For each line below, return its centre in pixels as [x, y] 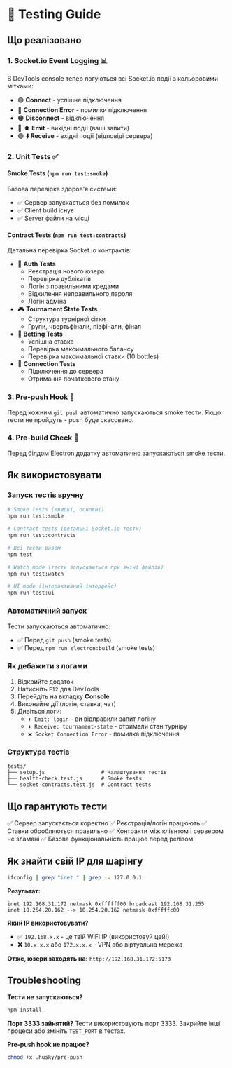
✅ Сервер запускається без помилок [73, 202]
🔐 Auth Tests [36, 264]
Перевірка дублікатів [59, 279]
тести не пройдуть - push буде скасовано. [71, 419]
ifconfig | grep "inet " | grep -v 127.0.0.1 [74, 877]
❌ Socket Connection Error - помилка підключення [103, 734]
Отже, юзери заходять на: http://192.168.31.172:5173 [89, 958]
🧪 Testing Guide [54, 14]
